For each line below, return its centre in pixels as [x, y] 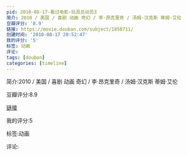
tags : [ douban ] [26, 58]
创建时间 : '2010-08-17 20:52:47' [47, 35]
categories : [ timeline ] [37, 63]
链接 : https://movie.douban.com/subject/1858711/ [70, 29]
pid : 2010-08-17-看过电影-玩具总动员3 [51, 12]
